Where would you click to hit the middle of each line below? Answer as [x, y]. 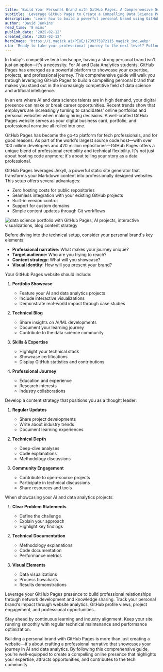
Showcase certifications [43, 356]
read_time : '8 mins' [26, 28]
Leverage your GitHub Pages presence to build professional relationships [78, 594]
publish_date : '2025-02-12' [33, 32]
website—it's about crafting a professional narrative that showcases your [78, 644]
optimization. [18, 629]
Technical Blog [27, 313]
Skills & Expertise [30, 342]
